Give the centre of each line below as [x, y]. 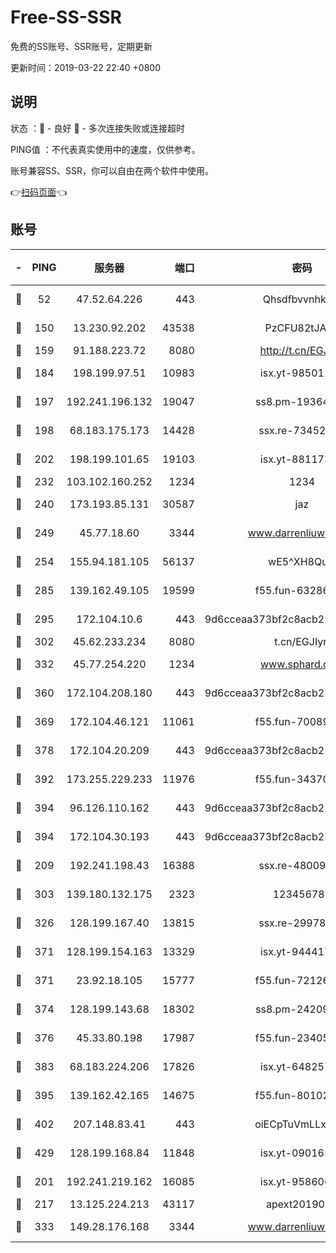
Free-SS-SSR [66, 17]
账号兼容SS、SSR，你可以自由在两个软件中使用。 [112, 170]
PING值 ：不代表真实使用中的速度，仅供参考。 [105, 149]
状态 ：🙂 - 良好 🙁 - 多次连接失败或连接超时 [97, 128]
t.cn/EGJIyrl [302, 641]
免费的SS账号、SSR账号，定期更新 [81, 46]
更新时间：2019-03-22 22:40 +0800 [85, 67]
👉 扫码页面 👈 [39, 192]
